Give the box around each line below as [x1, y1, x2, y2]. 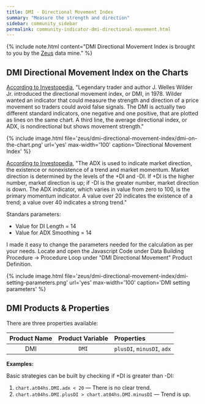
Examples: [6, 360, 34, 367]
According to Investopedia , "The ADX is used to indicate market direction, [6, 160, 193, 167]
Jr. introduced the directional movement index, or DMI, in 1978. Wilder [6, 90, 182, 98]
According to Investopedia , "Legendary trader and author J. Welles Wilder [6, 84, 193, 91]
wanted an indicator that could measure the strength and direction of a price [6, 96, 199, 104]
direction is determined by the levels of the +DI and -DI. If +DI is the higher [6, 173, 195, 180]
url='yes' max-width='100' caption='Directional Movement [44, 141, 192, 149]
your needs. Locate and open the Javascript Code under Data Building [6, 247, 184, 255]
